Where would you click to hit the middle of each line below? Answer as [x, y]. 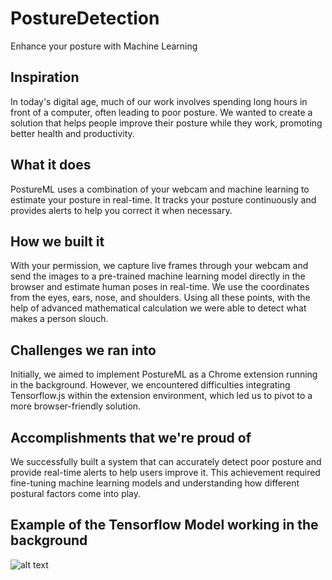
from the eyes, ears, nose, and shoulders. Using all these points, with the [160, 298]
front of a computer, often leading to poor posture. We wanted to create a [161, 112]
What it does [51, 165]
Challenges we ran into [83, 350]
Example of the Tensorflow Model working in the [164, 525]
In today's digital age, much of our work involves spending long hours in [159, 101]
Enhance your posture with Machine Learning [104, 46]
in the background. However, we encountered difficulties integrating [150, 385]
